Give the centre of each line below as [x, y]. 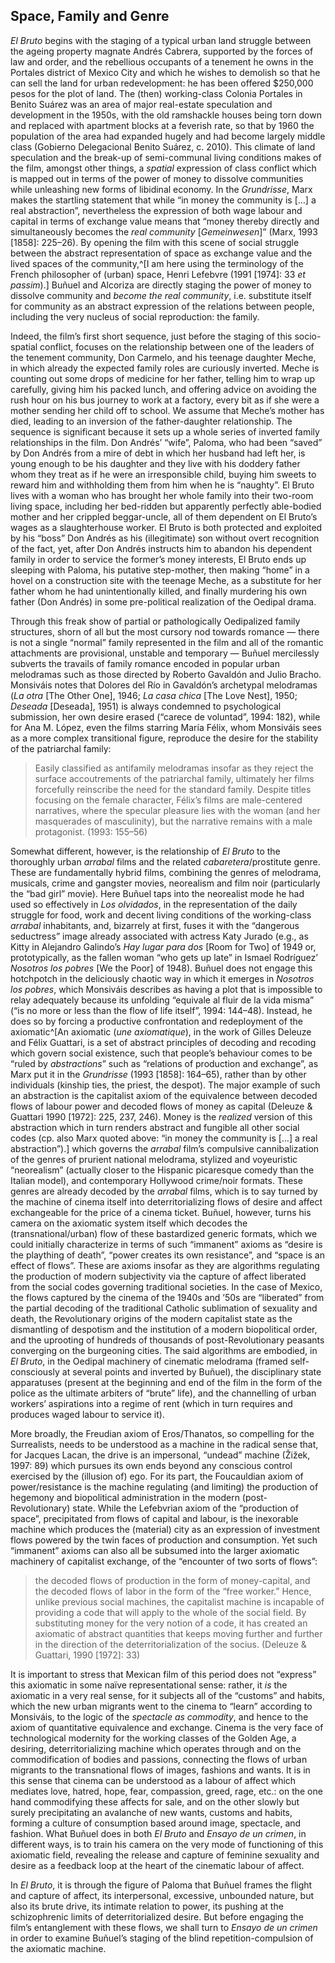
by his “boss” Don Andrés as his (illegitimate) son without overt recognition [165, 538]
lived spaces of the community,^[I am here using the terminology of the [157, 263]
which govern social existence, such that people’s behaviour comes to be [161, 1053]
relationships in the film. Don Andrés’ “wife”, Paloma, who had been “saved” [166, 442]
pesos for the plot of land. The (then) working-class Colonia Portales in [156, 93]
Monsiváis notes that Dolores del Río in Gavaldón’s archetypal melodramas [164, 685]
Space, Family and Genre [90, 16]
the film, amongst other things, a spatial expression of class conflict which [163, 168]
